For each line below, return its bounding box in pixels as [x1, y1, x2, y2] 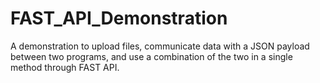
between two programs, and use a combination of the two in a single [10, 50, 293, 62]
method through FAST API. [10, 61, 120, 73]
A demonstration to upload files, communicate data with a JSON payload [10, 40, 310, 52]
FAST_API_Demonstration [10, 7, 228, 30]
